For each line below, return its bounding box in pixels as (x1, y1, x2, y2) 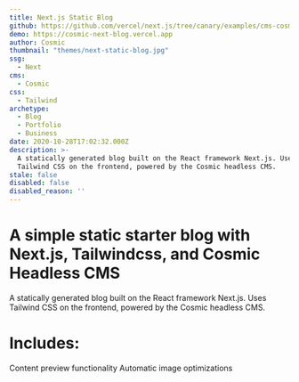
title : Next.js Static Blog (9, 12, 114, 22)
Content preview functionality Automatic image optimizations (9, 362, 233, 373)
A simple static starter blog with (9, 225, 251, 246)
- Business (17, 129, 58, 138)
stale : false (9, 170, 58, 179)
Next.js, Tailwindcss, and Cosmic (9, 244, 261, 264)
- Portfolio (17, 121, 62, 130)
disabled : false (9, 179, 69, 188)
